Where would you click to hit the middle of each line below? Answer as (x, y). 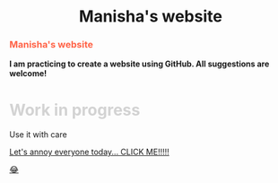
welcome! (28, 74)
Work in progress (75, 110)
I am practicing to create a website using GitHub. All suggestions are (139, 64)
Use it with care (38, 135)
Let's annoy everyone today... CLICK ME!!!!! (90, 152)
